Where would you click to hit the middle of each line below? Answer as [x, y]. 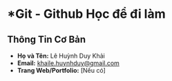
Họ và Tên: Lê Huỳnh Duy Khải [61, 56]
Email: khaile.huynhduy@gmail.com [68, 63]
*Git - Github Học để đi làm [86, 14]
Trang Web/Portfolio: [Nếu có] [61, 70]
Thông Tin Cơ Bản [47, 39]
